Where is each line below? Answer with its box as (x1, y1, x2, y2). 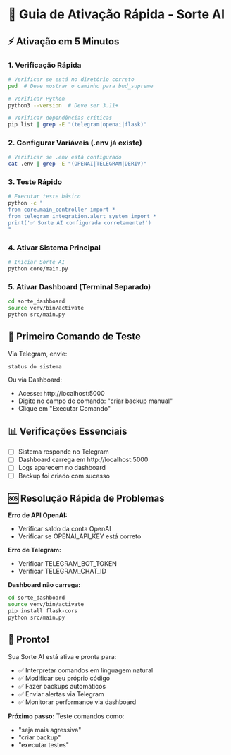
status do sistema (8, 363, 62, 370)
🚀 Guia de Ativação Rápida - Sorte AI (8, 6, 225, 23)
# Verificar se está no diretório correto (8, 75, 135, 83)
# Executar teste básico (8, 193, 81, 200)
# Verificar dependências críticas (8, 114, 113, 122)
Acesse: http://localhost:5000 (18, 389, 105, 397)
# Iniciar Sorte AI (8, 259, 65, 266)
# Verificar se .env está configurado (8, 154, 122, 161)
